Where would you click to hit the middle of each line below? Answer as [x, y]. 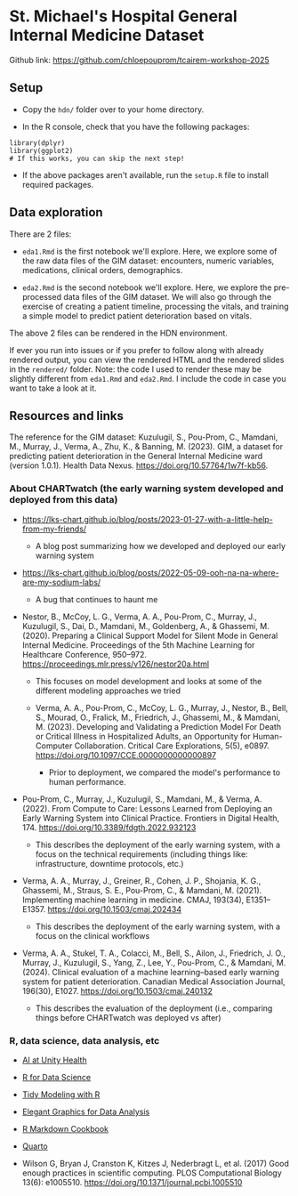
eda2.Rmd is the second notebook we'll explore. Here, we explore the [147, 287]
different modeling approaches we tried [108, 691]
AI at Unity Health [54, 1060]
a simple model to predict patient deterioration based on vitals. [137, 315]
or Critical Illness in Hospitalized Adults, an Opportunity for [143, 736]
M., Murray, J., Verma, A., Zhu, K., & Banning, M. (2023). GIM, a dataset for [146, 447]
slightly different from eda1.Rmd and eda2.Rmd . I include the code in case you [148, 378]
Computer [54, 746]
